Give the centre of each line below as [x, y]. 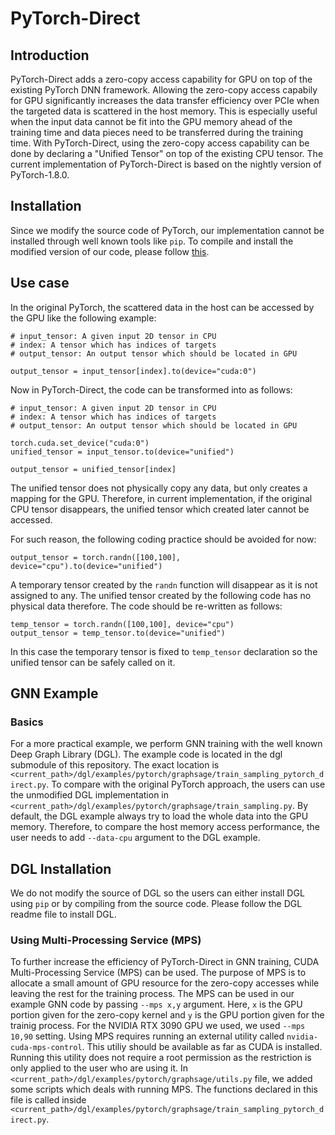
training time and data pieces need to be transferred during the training [157, 132]
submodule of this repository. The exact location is [115, 765]
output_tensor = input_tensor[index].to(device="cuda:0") [133, 371]
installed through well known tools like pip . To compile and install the [152, 241]
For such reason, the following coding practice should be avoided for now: [163, 539]
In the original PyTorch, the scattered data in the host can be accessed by [162, 307]
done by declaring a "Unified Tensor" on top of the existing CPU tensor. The [167, 153]
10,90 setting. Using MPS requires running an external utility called [147, 1036]
